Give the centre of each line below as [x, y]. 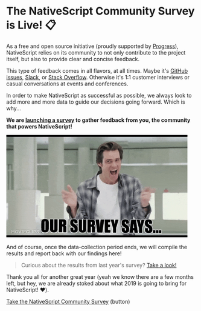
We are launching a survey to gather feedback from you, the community [98, 120]
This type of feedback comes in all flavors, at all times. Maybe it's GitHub [97, 70]
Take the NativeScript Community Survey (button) [68, 301]
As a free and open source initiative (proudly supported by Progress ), [93, 46]
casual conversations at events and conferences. [67, 84]
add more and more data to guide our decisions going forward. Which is [96, 102]
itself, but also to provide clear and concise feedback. [73, 59]
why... [14, 108]
